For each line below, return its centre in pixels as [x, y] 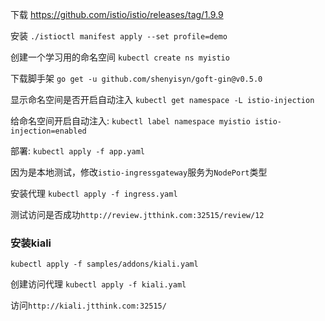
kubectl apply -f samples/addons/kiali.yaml [104, 264]
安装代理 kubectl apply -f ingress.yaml [94, 193]
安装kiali [31, 243]
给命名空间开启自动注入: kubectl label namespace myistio [130, 121]
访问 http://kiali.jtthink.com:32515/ [88, 305]
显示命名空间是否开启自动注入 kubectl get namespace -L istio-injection [162, 99]
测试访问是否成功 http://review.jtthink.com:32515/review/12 [137, 214]
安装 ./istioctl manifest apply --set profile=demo [119, 36]
